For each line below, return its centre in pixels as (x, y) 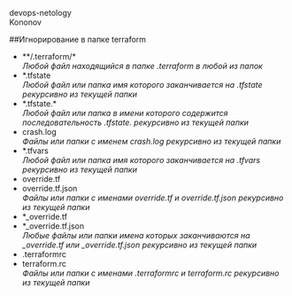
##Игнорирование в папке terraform (78, 39)
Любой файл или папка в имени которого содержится (125, 113)
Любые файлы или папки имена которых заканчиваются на (136, 235)
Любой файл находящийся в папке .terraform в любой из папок (142, 66)
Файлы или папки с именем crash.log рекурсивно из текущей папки (151, 141)
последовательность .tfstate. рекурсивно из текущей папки (135, 122)
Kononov (26, 22)
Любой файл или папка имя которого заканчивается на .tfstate (142, 85)
